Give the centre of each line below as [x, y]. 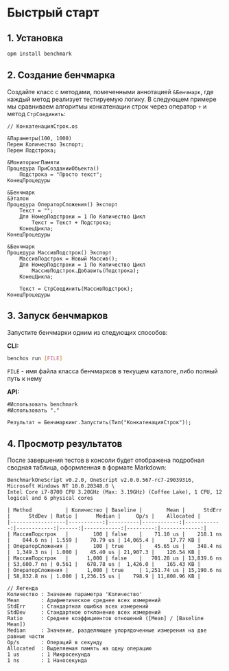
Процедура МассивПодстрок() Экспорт [59, 252]
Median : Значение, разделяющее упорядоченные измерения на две [107, 630]
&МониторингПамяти [33, 162]
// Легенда [23, 588]
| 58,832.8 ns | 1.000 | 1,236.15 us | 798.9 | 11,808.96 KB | [104, 576]
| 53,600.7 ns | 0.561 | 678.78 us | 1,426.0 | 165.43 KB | [104, 564]
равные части [26, 637]
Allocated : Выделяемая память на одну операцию [80, 649]
